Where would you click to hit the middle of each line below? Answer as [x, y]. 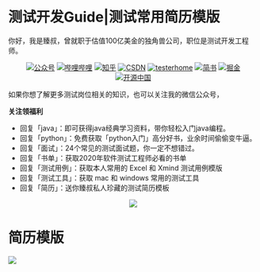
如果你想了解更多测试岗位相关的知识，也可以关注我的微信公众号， [116, 94]
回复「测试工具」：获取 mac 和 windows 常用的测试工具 [109, 177]
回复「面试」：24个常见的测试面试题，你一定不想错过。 [109, 148]
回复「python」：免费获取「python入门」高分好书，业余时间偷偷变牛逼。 [138, 138]
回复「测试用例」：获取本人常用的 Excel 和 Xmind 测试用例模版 [121, 168]
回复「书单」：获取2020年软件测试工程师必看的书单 [103, 157]
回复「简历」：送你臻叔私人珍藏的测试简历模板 [94, 188]
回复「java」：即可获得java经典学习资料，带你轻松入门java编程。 [124, 128]
